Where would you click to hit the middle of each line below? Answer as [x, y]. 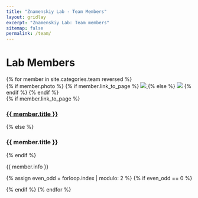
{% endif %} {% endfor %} [39, 189]
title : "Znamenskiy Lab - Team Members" [57, 12]
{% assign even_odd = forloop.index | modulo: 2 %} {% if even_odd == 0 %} [99, 178]
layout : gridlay [26, 17]
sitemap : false [25, 28]
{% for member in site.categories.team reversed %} [69, 79]
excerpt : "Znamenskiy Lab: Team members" [58, 22]
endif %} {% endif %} [33, 93]
